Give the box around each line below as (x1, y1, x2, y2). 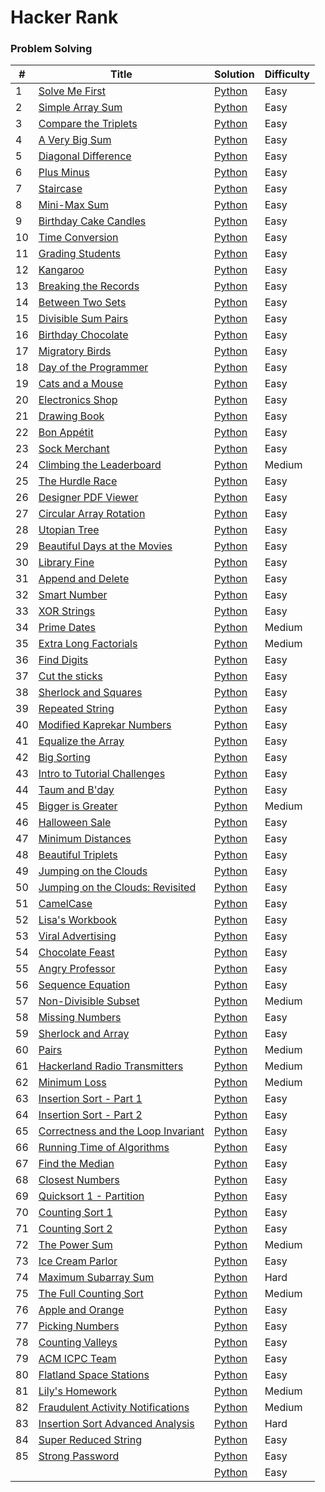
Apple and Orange (38, 1303, 125, 1317)
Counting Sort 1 (38, 1206, 113, 1220)
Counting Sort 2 (38, 1222, 113, 1236)
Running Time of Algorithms (38, 1141, 170, 1155)
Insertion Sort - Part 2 (38, 1108, 143, 1122)
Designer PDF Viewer (38, 491, 139, 505)
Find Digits (38, 653, 89, 667)
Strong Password (38, 1449, 120, 1463)
